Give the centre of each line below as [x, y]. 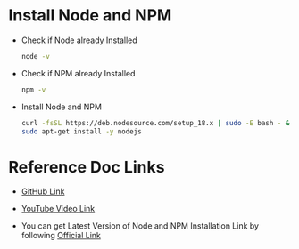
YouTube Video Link [58, 209]
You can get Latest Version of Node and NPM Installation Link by [140, 226]
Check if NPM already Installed [78, 73]
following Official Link [61, 236]
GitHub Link [43, 191]
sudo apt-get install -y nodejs [81, 131]
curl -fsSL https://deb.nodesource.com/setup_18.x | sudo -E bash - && [157, 123]
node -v [35, 56]
